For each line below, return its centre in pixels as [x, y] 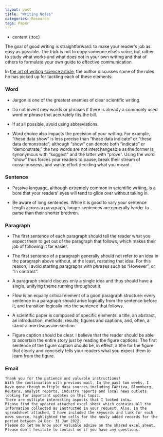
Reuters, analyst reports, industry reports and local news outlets [76, 391]
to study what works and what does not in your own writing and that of [76, 57]
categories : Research [27, 19]
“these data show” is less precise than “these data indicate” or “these [82, 139]
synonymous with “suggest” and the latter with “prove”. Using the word [83, 154]
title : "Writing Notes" [29, 14]
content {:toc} [26, 37]
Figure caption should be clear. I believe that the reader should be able [83, 335]
